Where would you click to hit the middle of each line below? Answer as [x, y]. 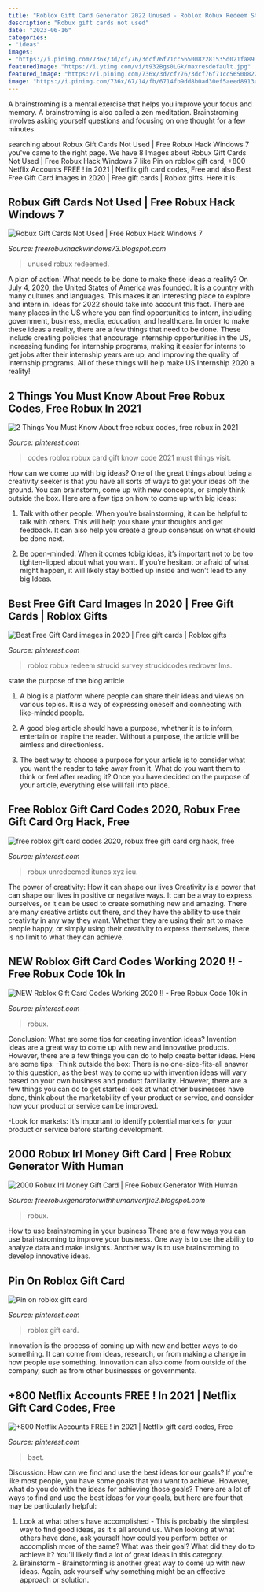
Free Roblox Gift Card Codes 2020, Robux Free [124, 810]
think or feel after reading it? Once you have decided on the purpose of [134, 776]
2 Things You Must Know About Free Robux [117, 396]
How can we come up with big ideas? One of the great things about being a [130, 473]
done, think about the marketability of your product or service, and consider [131, 1097]
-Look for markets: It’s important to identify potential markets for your [120, 1121]
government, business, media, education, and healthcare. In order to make [129, 321]
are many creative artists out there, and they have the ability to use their [125, 912]
